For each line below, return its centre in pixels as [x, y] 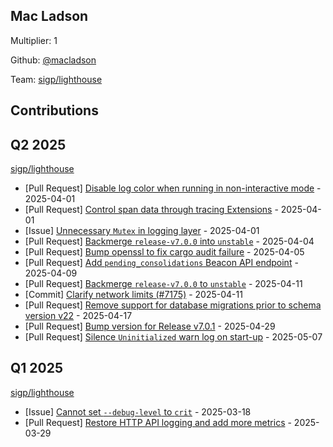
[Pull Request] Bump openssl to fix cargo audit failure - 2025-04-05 [164, 252]
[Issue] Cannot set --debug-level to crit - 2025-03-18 [138, 411]
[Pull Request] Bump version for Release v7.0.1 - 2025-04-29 [150, 326]
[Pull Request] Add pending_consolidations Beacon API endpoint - [161, 263]
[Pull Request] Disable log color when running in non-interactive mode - [173, 188]
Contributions [54, 110]
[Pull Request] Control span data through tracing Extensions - [151, 210]
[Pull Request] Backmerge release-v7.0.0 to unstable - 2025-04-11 [163, 284]
